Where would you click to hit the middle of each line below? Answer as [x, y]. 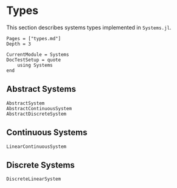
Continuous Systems [47, 132]
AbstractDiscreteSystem [36, 114]
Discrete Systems [40, 165]
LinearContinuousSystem [36, 147]
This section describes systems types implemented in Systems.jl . [89, 27]
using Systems [35, 65]
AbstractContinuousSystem [39, 108]
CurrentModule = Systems [38, 54]
